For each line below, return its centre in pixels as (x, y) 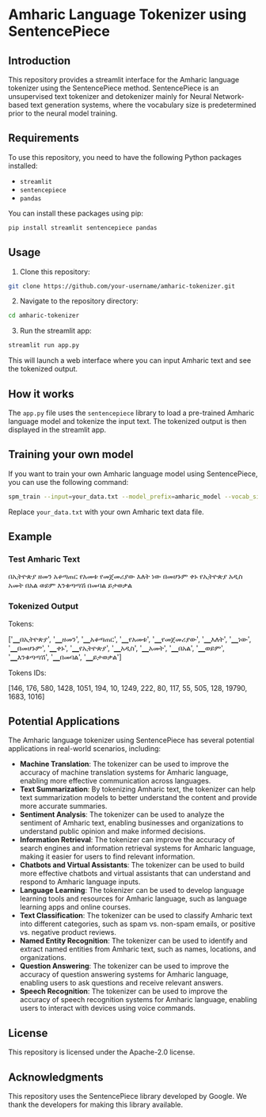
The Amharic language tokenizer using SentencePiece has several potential (131, 740)
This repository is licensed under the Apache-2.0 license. (102, 1052)
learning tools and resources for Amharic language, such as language (133, 899)
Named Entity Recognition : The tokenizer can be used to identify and (133, 941)
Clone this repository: (55, 272)
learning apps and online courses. (75, 907)
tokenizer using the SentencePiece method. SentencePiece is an (114, 88)
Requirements (44, 138)
